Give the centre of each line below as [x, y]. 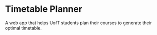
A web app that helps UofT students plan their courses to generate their [78, 23]
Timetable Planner [44, 9]
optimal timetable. [24, 28]
